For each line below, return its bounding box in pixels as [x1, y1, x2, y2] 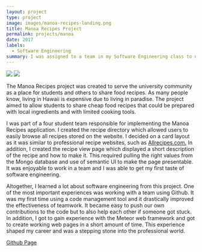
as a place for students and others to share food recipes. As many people [6, 88, 188, 96]
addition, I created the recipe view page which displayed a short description [6, 145, 194, 152]
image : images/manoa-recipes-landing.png [6, 20, 112, 26]
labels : [6, 43, 26, 49]
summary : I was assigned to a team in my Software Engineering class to [6, 54, 192, 60]
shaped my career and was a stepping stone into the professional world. [6, 227, 185, 235]
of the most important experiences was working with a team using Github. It [6, 189, 194, 196]
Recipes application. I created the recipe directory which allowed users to [6, 126, 188, 133]
